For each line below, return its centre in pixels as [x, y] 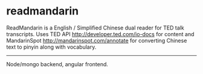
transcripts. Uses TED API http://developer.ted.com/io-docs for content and [100, 34]
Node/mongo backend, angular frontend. [57, 64]
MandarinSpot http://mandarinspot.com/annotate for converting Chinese [97, 40]
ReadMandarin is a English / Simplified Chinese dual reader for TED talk [95, 28]
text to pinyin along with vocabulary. [51, 47]
